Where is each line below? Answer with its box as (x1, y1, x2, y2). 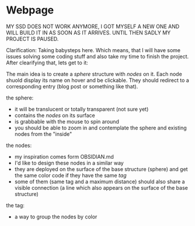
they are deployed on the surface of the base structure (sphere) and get (14, 165, 188, 173)
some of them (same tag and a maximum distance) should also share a (14, 178, 185, 185)
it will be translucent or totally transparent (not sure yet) (14, 105, 149, 112)
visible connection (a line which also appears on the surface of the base (14, 184, 188, 191)
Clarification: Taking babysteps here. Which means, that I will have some (6, 46, 181, 53)
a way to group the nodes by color (14, 213, 97, 220)
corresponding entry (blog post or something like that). (6, 83, 138, 90)
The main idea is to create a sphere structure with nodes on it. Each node (6, 70, 182, 77)
